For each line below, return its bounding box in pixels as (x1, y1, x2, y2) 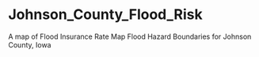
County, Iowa (8, 40, 51, 49)
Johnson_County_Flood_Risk (8, 6, 204, 24)
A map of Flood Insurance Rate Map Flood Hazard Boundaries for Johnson (8, 32, 252, 41)
